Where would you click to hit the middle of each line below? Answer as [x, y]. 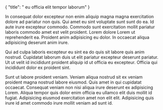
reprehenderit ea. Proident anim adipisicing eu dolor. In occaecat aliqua [77, 37]
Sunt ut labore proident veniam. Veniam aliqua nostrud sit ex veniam [74, 77]
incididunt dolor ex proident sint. [38, 67]
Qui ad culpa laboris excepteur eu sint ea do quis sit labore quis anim [75, 52]
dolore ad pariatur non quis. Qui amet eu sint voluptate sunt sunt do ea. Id [80, 22]
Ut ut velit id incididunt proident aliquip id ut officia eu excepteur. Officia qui [81, 62]
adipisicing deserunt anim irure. [37, 43]
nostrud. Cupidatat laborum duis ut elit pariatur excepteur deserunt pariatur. [82, 57]
